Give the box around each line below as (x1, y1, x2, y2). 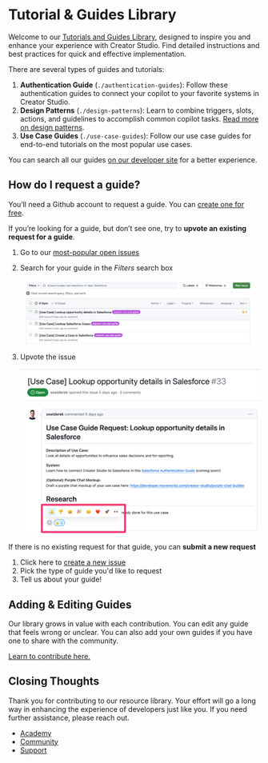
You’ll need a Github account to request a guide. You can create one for (8, 199, 245, 209)
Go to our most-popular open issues (19, 247, 140, 257)
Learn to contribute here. (8, 651, 90, 661)
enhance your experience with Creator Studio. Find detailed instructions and (8, 40, 260, 50)
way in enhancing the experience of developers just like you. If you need (8, 704, 248, 713)
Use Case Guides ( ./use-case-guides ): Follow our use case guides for (19, 130, 252, 141)
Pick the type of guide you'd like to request (19, 566, 162, 576)
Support (19, 745, 47, 755)
